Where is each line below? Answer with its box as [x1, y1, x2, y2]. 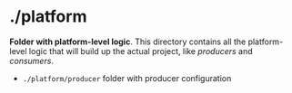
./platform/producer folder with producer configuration [22, 72, 232, 83]
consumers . [9, 55, 55, 66]
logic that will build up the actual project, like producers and [28, 45, 253, 56]
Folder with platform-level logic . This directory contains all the [9, 36, 247, 47]
